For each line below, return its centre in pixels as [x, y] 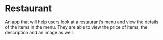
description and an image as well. [40, 32]
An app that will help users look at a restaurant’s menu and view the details [82, 22]
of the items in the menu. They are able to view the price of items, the [76, 27]
